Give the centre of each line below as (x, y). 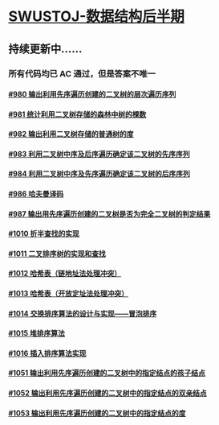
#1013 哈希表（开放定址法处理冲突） (68, 294)
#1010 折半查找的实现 (44, 233)
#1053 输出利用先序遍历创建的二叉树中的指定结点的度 (97, 413)
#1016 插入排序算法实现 (47, 353)
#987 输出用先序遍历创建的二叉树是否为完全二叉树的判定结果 (109, 213)
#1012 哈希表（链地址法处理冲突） (65, 274)
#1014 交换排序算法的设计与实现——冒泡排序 (83, 313)
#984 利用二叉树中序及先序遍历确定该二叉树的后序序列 (99, 174)
